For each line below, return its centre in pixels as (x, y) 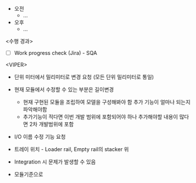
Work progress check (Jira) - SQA (55, 53)
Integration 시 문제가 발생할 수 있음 (55, 162)
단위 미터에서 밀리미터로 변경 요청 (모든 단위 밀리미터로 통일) (84, 77)
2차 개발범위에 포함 (52, 124)
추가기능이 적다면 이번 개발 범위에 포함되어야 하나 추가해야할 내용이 (100, 117)
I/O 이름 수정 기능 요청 (40, 137)
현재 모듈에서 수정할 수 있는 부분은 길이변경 (64, 90)
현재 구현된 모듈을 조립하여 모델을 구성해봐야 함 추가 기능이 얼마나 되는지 (107, 102)
